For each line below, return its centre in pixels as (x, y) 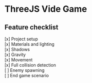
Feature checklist (32, 27)
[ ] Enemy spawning (25, 70)
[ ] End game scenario (27, 75)
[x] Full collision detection (30, 65)
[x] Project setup (21, 39)
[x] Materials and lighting (29, 44)
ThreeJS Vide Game (46, 9)
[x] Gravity (15, 55)
